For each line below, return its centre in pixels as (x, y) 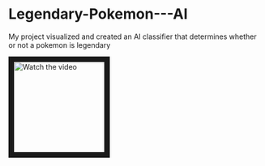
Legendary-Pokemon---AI (98, 14)
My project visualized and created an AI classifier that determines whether (132, 36)
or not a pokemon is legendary (60, 45)
